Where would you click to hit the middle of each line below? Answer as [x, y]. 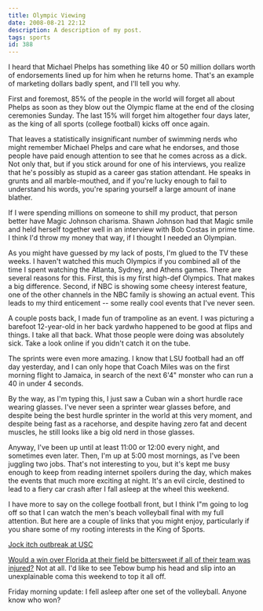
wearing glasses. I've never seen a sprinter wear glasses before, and [119, 407]
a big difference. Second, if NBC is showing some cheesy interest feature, [128, 287]
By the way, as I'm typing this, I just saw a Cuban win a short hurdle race [126, 399]
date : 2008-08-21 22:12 [47, 23]
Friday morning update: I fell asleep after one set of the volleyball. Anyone [128, 592]
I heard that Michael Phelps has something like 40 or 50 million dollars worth [132, 67]
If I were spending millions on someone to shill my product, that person [123, 213]
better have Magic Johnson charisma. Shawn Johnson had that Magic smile [131, 221]
